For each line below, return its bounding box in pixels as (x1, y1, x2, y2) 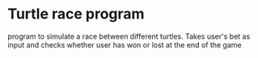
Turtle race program (7, 5, 145, 23)
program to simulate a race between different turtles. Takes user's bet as (7, 31, 251, 41)
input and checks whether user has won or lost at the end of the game (7, 39, 242, 49)
